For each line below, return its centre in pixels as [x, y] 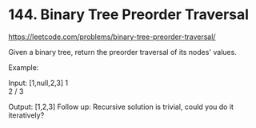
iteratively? [26, 115]
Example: [24, 67]
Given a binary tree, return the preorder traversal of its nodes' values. [123, 52]
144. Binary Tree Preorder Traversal [129, 15]
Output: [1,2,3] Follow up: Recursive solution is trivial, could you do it [121, 107]
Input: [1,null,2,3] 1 [38, 83]
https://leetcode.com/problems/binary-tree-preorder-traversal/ [112, 37]
